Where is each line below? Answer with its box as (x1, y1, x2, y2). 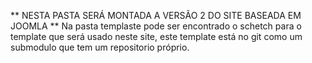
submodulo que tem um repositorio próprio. (10, 41, 190, 53)
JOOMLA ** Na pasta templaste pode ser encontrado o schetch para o (10, 20, 302, 32)
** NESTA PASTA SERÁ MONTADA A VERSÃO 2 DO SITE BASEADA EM (10, 10, 302, 21)
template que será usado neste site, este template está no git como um (10, 31, 303, 42)
